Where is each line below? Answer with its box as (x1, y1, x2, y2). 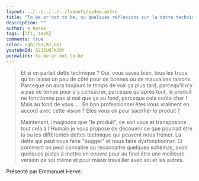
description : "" (6, 20, 46, 26)
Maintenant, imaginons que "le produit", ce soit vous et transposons (20, 118, 187, 125)
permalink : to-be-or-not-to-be (6, 53, 84, 59)
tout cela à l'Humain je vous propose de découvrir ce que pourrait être (20, 125, 192, 132)
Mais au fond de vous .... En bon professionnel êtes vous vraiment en (20, 100, 190, 107)
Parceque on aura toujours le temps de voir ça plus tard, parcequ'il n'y (20, 81, 193, 89)
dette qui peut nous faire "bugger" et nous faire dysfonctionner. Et (20, 137, 182, 144)
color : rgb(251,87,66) (6, 42, 62, 48)
